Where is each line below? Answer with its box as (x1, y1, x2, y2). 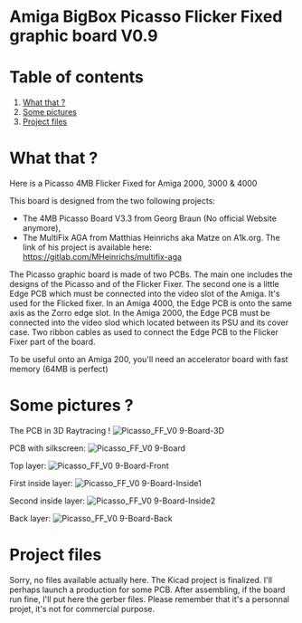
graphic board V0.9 (9, 25, 158, 46)
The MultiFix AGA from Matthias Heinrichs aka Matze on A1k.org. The (22, 233, 280, 244)
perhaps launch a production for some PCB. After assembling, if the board (9, 584, 286, 595)
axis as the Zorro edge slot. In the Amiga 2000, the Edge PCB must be (9, 308, 270, 319)
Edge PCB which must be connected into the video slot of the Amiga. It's (9, 288, 280, 300)
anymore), (22, 223, 61, 234)
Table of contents (9, 67, 145, 88)
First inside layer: (9, 478, 74, 488)
